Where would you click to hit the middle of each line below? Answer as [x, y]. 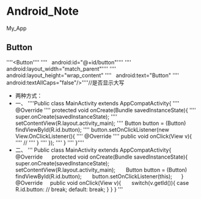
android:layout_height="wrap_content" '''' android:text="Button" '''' [93, 75]
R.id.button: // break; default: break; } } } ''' [69, 189]
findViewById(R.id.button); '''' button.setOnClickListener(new [92, 129]
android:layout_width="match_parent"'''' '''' [61, 69]
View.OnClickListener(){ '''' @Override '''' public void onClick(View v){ [104, 136]
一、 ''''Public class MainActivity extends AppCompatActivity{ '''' [97, 103]
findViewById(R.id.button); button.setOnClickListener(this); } [99, 176]
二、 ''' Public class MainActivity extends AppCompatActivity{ [93, 150]
